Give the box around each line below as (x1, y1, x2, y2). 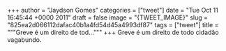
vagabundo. (7, 36, 42, 44)
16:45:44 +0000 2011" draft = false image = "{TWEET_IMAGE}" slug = (7, 13, 208, 22)
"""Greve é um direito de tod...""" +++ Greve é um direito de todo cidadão (7, 28, 219, 36)
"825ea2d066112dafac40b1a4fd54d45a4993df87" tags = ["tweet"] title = (7, 21, 219, 29)
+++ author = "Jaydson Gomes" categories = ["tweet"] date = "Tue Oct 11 (7, 6, 218, 14)
